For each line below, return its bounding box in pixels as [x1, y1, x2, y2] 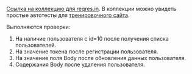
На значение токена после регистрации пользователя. [15, 48, 158, 55]
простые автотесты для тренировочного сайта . [6, 12, 130, 19]
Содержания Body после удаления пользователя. [15, 61, 145, 68]
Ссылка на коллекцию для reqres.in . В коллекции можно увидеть [6, 5, 177, 12]
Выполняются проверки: [6, 24, 71, 30]
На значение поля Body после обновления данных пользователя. [15, 55, 187, 61]
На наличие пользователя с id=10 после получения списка [15, 35, 169, 42]
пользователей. [15, 42, 57, 49]
